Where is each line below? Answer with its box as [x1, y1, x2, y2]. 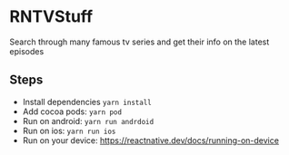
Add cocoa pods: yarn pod [22, 106, 123, 117]
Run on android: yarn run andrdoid [22, 115, 154, 126]
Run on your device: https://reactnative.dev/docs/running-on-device [22, 134, 280, 146]
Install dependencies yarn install [22, 96, 152, 107]
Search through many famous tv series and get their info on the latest [9, 36, 270, 47]
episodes [9, 45, 45, 56]
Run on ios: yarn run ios [22, 125, 116, 136]
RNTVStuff [9, 6, 94, 27]
